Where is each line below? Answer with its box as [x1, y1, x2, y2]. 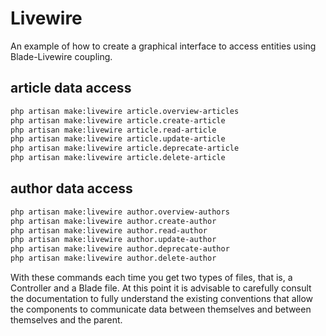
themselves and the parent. [10, 314, 123, 326]
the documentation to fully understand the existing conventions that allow [10, 293, 314, 305]
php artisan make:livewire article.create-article [10, 115, 226, 126]
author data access [10, 180, 133, 197]
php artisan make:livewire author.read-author [10, 225, 208, 236]
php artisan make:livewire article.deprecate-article [10, 143, 240, 154]
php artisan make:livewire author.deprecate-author [10, 244, 230, 254]
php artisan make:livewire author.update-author [10, 235, 217, 245]
